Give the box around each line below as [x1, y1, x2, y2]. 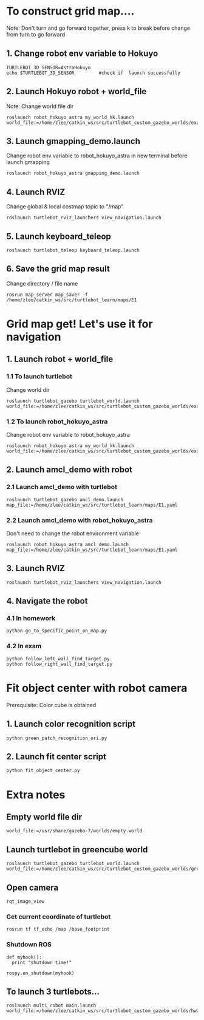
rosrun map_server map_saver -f [6, 292, 88, 298]
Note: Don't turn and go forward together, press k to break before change [6, 24, 190, 32]
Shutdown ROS [6, 940, 52, 949]
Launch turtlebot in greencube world [6, 844, 148, 855]
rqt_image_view [6, 898, 45, 905]
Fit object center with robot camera [6, 681, 188, 695]
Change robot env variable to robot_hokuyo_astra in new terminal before [6, 152, 188, 159]
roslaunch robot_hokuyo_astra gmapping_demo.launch [6, 170, 140, 177]
